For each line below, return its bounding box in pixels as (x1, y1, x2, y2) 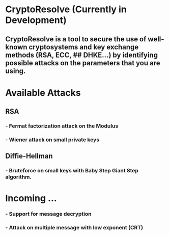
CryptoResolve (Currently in (5, 4, 127, 15)
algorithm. (5, 173, 32, 180)
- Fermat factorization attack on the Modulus (5, 122, 119, 129)
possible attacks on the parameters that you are (5, 59, 160, 67)
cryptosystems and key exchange (29, 42, 139, 51)
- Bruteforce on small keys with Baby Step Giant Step (5, 167, 139, 174)
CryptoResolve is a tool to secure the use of (5, 35, 147, 43)
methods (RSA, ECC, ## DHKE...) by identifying (5, 50, 158, 59)
